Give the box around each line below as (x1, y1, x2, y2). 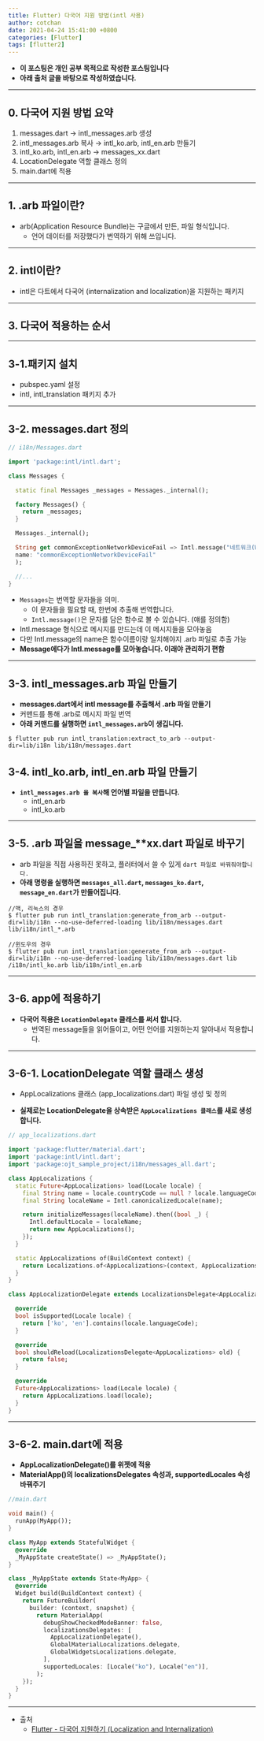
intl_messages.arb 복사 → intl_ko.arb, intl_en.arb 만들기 (19, 138, 196, 147)
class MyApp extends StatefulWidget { (8, 1538, 135, 1546)
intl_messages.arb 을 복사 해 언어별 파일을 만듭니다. (19, 787, 180, 797)
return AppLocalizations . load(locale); (22, 1392, 153, 1400)
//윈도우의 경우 (8, 940, 52, 948)
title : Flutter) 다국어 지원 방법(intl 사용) (8, 11, 145, 20)
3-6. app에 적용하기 (8, 992, 101, 1006)
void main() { (8, 1510, 55, 1518)
